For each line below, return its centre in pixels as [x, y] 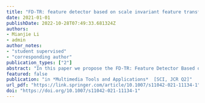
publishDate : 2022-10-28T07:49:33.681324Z [61, 23]
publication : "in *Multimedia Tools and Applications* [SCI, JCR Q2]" [99, 79]
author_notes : [24, 46]
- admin [16, 40]
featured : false [27, 74]
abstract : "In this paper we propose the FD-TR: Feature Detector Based [101, 68]
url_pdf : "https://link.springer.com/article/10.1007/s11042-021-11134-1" [103, 85]
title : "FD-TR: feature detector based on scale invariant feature [94, 12]
